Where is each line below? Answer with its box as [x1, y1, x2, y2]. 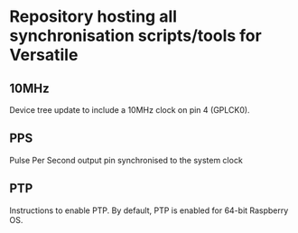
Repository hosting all [9, 6, 178, 27]
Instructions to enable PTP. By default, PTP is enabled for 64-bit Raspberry [9, 205, 289, 216]
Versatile [9, 45, 79, 65]
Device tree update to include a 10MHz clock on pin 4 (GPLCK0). [9, 105, 250, 115]
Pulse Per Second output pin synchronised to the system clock [9, 154, 244, 165]
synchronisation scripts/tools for [9, 25, 262, 46]
